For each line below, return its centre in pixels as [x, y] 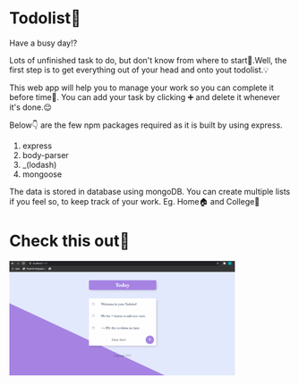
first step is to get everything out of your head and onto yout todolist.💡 [139, 70]
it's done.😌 [30, 107]
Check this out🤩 [70, 241]
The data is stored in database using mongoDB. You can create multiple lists [150, 191]
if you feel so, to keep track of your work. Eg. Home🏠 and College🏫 [135, 201]
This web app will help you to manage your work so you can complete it [142, 88]
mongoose [42, 174]
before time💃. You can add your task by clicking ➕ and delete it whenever [145, 96]
